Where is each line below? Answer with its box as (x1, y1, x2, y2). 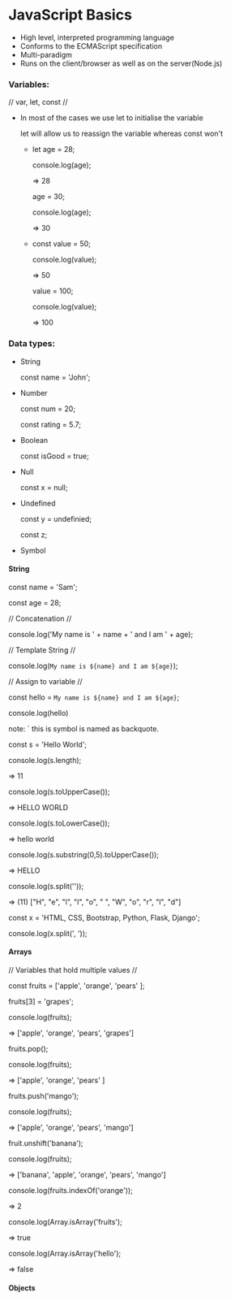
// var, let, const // (8, 98, 68, 107)
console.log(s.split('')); (8, 881, 84, 891)
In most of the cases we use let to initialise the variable (19, 113, 204, 123)
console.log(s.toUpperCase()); (8, 787, 110, 796)
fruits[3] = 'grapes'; (8, 996, 75, 1006)
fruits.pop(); (8, 1043, 49, 1053)
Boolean (19, 435, 49, 445)
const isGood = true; (19, 451, 89, 461)
